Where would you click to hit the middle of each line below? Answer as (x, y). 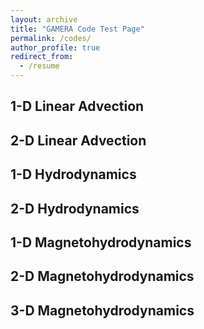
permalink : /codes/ (51, 38)
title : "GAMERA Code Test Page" (77, 29)
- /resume (39, 66)
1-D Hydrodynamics (73, 174)
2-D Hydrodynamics (75, 208)
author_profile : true (55, 47)
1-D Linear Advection (77, 106)
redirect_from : (42, 57)
